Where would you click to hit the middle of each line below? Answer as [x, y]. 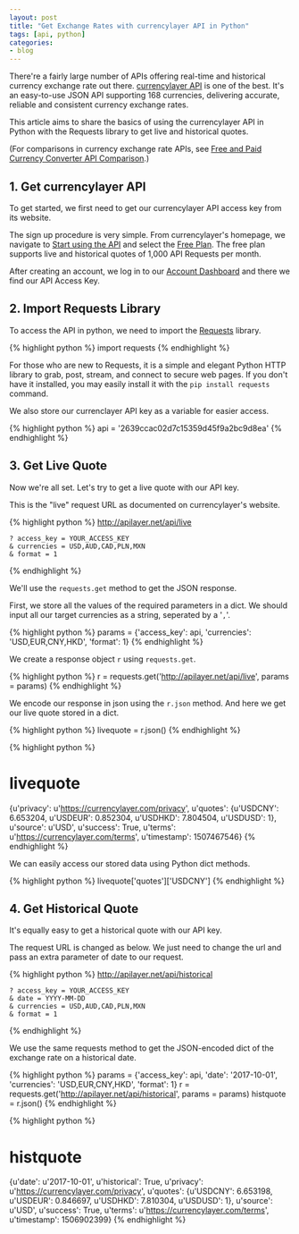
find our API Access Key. [55, 280]
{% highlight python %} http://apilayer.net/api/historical [111, 975]
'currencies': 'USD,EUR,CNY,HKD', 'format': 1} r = [100, 1085]
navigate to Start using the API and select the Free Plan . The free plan [137, 244]
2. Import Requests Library [85, 309]
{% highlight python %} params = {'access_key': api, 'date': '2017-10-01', [144, 1075]
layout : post [33, 17]
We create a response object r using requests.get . [103, 659]
